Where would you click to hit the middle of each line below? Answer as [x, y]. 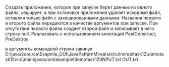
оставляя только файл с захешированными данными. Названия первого [83, 18]
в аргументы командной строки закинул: [50, 49]
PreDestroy [17, 39]
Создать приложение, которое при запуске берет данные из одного [79, 7]
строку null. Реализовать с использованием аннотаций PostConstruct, [81, 34]
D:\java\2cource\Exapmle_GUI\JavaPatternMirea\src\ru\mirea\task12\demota [84, 54]
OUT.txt [130, 59]
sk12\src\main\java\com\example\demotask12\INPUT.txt [63, 59]
